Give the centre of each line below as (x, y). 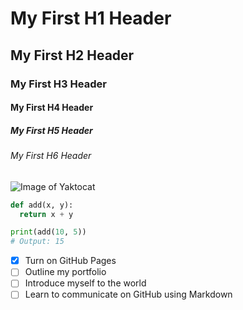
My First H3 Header (58, 84)
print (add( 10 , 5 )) (48, 232)
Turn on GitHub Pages (70, 261)
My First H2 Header (72, 55)
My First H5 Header (51, 130)
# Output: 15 (37, 242)
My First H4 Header (52, 108)
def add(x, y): (42, 205)
